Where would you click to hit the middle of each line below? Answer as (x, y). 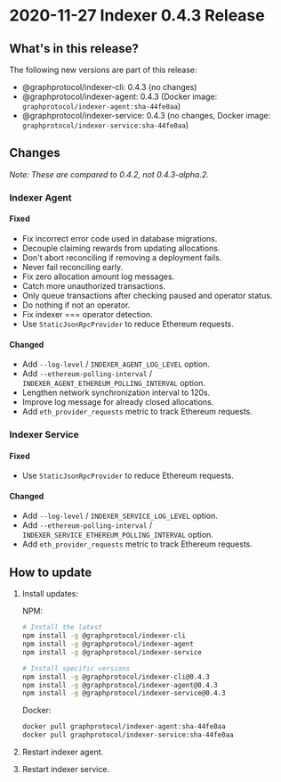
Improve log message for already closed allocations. (118, 402)
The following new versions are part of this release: (103, 70)
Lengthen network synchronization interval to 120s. (116, 392)
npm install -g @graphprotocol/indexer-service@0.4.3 (124, 693)
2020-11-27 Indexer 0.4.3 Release (137, 16)
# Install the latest (62, 628)
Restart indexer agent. (63, 752)
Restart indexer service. (65, 770)
